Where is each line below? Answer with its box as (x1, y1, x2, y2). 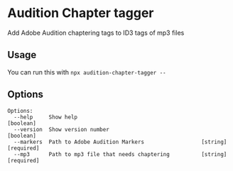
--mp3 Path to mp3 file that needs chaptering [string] (13, 150, 227, 158)
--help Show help (13, 114, 78, 121)
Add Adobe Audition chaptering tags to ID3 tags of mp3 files (7, 28, 185, 37)
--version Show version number (13, 126, 110, 133)
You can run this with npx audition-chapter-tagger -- (7, 67, 166, 76)
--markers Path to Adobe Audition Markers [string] (13, 138, 227, 145)
